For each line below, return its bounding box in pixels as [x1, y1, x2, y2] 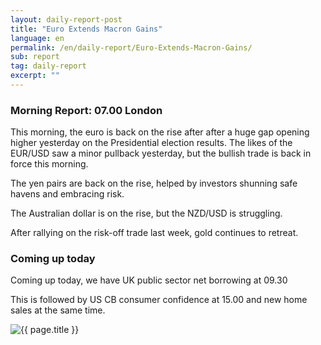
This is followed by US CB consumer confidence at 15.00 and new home [10, 294, 308, 306]
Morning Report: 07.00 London [10, 103, 163, 117]
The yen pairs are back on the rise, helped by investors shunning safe [10, 177, 298, 190]
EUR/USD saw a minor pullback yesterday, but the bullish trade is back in [10, 147, 312, 160]
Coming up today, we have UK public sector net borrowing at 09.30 [10, 274, 288, 286]
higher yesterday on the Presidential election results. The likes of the [10, 137, 293, 149]
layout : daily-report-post [10, 14, 123, 25]
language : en [10, 33, 65, 43]
